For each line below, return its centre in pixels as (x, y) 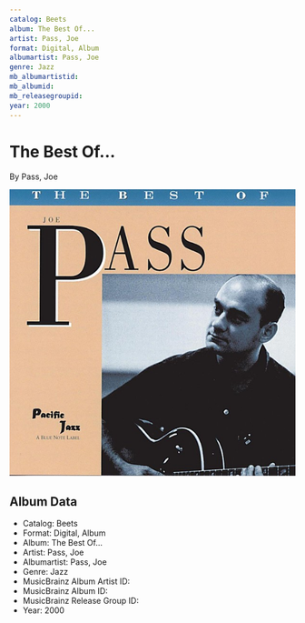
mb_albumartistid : (44, 77)
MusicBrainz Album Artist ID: (76, 581)
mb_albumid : (32, 86)
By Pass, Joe (34, 176)
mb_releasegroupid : (46, 95)
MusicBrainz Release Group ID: (80, 601)
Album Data (44, 502)
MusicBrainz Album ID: (65, 591)
